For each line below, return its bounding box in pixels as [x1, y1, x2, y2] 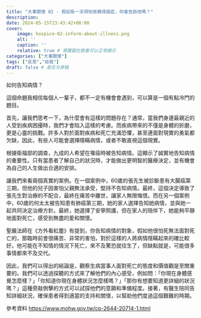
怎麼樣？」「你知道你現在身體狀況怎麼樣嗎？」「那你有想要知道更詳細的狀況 [11, 277, 195, 285]
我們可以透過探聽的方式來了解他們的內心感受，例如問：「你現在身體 [22, 270, 187, 277]
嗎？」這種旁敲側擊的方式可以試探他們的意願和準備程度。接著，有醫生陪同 [6, 285, 190, 292]
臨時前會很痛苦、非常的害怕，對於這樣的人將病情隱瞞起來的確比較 [26, 234, 190, 242]
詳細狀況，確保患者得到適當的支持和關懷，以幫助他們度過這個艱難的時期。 [11, 292, 195, 299]
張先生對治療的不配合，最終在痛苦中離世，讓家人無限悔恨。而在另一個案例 [6, 192, 190, 199]
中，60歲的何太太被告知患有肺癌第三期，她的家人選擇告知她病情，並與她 [6, 200, 186, 207]
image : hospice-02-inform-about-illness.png [17, 31, 130, 37]
